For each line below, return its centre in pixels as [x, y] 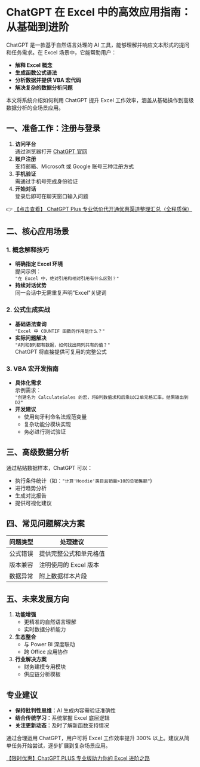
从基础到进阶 [38, 27]
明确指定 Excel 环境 [39, 264]
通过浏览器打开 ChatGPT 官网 [51, 151]
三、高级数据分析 [38, 452]
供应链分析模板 [42, 674]
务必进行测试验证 [45, 432]
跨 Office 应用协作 [46, 652]
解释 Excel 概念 [33, 65]
